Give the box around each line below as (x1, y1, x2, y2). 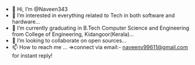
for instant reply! (11, 52, 53, 59)
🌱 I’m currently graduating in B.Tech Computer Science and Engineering (11, 24, 190, 31)
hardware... (11, 18, 41, 25)
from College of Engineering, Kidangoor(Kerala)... (11, 31, 135, 38)
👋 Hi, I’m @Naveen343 (11, 6, 68, 12)
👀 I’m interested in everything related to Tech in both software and (11, 12, 175, 19)
